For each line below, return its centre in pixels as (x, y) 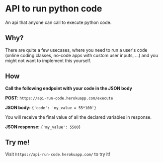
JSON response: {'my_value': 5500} (43, 127)
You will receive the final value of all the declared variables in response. (79, 117)
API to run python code (54, 9)
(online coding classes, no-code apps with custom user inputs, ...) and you (81, 55)
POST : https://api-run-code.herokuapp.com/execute (59, 98)
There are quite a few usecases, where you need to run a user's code (76, 50)
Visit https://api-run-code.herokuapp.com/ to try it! (58, 154)
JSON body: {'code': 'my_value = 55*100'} (51, 107)
